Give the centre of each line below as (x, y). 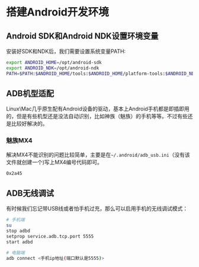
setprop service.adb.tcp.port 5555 (50, 237)
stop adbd (18, 231)
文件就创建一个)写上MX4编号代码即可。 (54, 162)
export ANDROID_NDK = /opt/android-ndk (53, 68)
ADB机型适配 (30, 93)
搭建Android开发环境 (58, 12)
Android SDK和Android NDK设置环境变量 (82, 36)
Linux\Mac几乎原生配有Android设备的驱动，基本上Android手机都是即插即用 (98, 109)
